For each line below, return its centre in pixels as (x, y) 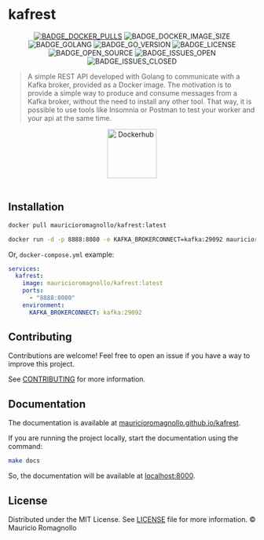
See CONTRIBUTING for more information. (77, 379)
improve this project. (41, 364)
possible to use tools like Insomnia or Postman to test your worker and (141, 109)
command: (26, 447)
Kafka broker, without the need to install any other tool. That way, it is (139, 101)
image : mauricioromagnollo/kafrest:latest (93, 283)
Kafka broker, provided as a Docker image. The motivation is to (129, 85)
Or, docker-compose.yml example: (61, 254)
